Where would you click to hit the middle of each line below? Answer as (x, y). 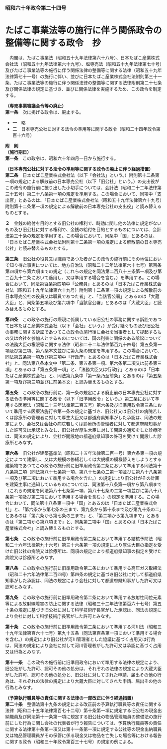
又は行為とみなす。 (25, 652)
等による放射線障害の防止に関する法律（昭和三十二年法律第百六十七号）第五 (83, 604)
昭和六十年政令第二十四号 (36, 7)
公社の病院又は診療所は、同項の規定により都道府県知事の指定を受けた (90, 551)
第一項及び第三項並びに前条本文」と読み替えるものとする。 (66, 382)
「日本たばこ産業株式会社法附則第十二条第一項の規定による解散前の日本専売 (83, 242)
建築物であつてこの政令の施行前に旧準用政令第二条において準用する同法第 (81, 465)
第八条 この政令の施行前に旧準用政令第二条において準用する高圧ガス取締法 (83, 568)
